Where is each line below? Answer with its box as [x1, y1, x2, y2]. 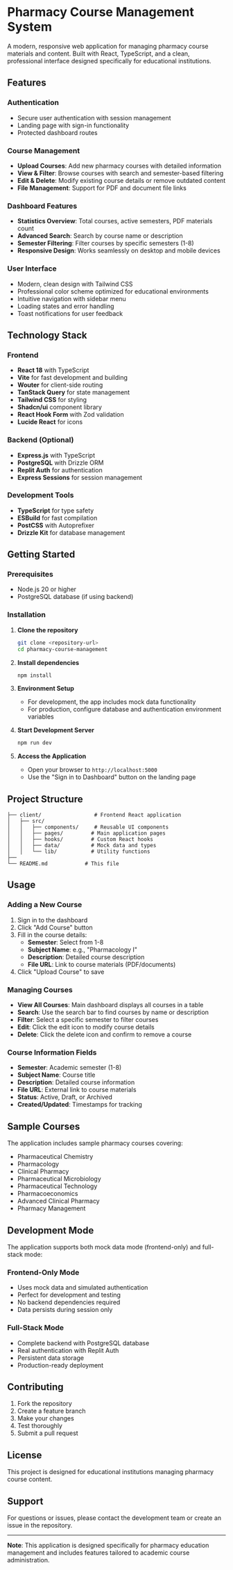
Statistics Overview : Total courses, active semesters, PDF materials [17, 217, 213, 225]
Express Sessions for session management [17, 473, 142, 481]
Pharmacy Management [17, 1204, 86, 1212]
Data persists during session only [17, 1306, 113, 1314]
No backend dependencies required [17, 1298, 121, 1306]
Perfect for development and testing [17, 1291, 121, 1299]
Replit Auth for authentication [17, 465, 103, 474]
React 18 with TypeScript [17, 366, 89, 374]
